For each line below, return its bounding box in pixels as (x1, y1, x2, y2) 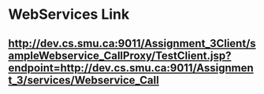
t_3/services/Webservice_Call (8, 73, 159, 87)
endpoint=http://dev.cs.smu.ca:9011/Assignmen (8, 61, 254, 74)
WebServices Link (8, 5, 130, 23)
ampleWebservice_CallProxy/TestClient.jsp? (8, 49, 232, 62)
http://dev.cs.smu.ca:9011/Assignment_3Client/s (8, 37, 256, 50)
